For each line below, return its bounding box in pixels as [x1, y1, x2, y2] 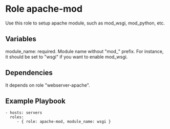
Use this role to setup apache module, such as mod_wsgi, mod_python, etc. [5, 20, 165, 26]
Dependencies [5, 68, 53, 77]
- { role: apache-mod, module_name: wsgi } [16, 119, 111, 124]
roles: [10, 115, 24, 120]
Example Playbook [5, 96, 66, 105]
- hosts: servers [5, 110, 42, 115]
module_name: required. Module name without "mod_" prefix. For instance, [5, 48, 164, 54]
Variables [5, 35, 37, 43]
